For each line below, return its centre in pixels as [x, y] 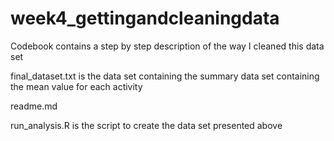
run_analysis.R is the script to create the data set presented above [146, 125]
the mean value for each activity [76, 86]
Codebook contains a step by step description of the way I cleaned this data [167, 46]
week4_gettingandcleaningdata [145, 18]
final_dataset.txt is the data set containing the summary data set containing [165, 76]
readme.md [34, 106]
